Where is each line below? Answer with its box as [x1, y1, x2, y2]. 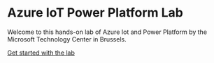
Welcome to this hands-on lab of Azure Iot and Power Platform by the [7, 28, 208, 36]
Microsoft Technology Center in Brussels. [7, 35, 127, 43]
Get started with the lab [7, 48, 76, 57]
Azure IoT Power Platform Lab [7, 5, 183, 21]
